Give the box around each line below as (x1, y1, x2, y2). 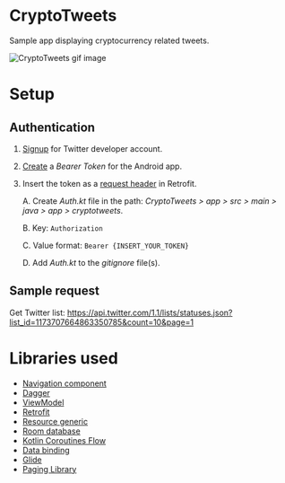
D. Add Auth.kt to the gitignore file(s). (22, 257, 160, 268)
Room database (22, 426, 81, 436)
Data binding (22, 444, 70, 455)
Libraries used (9, 347, 118, 368)
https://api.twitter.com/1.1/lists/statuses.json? (66, 307, 233, 318)
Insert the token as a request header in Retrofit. (22, 178, 197, 189)
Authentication (9, 119, 96, 135)
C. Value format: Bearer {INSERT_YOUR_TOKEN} (22, 240, 190, 250)
